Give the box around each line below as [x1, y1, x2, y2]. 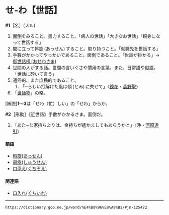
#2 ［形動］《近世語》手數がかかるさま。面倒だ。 [5, 111, 106, 117]
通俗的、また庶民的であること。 [12, 77, 79, 83]
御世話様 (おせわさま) [12, 58, 57, 64]
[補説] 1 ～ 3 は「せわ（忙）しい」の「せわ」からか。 [5, 100, 111, 106]
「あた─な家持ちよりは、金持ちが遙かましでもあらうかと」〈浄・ [12, 122, 146, 128]
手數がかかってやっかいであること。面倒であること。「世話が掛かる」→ [12, 51, 160, 58]
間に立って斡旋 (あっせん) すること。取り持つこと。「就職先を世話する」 [12, 45, 161, 51]
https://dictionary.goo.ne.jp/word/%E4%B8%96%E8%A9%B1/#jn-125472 [5, 205, 147, 210]
